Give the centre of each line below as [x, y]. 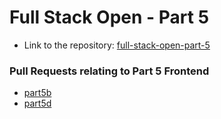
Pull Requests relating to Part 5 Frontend [109, 71]
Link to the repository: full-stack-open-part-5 [117, 45]
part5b [37, 93]
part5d [37, 103]
